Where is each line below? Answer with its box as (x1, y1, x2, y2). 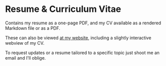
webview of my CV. (5, 40, 45, 46)
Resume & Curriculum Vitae (5, 3, 121, 15)
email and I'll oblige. (5, 55, 46, 61)
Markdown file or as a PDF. (5, 25, 60, 31)
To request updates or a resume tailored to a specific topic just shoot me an (5, 50, 160, 56)
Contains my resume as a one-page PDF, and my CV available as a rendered (5, 20, 162, 26)
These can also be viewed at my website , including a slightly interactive (5, 35, 152, 41)
